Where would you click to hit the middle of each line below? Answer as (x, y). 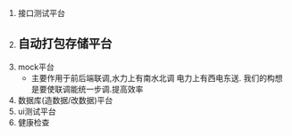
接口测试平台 (41, 13)
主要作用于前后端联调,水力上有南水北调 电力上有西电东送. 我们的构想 (157, 77)
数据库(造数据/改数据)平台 (65, 100)
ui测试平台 (37, 111)
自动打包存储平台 (65, 44)
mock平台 (36, 67)
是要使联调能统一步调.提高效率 (87, 89)
